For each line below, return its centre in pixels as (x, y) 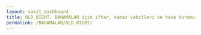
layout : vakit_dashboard (37, 12)
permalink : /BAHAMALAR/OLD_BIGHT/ (50, 23)
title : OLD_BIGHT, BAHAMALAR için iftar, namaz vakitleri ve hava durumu (101, 17)
